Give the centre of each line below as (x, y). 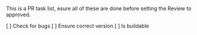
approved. (19, 15)
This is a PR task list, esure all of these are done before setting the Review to (99, 8)
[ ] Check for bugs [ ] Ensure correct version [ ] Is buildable (78, 26)
